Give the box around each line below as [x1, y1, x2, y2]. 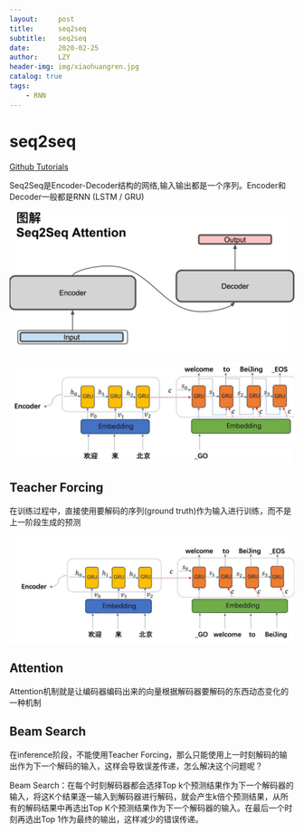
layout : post [9, 14, 75, 24]
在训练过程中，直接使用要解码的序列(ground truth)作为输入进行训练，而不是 [9, 505, 292, 516]
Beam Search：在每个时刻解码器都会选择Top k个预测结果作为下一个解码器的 [9, 780, 294, 790]
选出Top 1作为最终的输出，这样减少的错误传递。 [24, 813, 204, 824]
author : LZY [9, 53, 71, 62]
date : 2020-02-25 [9, 43, 100, 53]
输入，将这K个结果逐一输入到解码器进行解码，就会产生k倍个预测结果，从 [9, 790, 281, 801]
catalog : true [9, 72, 63, 81]
